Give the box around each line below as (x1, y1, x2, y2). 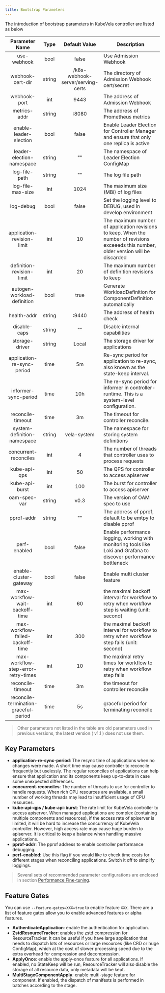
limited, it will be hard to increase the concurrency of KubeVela (12, 820, 139, 827)
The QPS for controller (103, 465, 156, 472)
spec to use (103, 500, 131, 507)
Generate (103, 282, 125, 289)
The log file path (103, 171, 141, 178)
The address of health (103, 309, 155, 316)
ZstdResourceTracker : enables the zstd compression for (12, 930, 128, 936)
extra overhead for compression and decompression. (12, 951, 120, 957)
